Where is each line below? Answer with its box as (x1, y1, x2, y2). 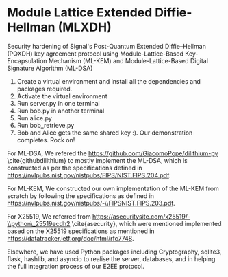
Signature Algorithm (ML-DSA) (7, 64, 93, 72)
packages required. (16, 85, 73, 93)
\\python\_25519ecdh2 (7, 219, 71, 228)
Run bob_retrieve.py (16, 121, 75, 129)
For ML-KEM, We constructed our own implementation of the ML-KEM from (7, 184, 219, 192)
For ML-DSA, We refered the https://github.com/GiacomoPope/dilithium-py (7, 149, 218, 157)
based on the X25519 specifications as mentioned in (7, 227, 155, 235)
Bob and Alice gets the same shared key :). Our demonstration (16, 129, 193, 137)
